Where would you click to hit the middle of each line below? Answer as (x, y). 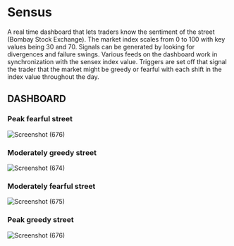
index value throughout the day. (54, 76)
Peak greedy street (41, 220)
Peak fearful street (40, 119)
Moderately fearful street (51, 186)
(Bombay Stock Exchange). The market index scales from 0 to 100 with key (116, 39)
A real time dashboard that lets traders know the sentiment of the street (111, 32)
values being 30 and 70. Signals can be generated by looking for (101, 47)
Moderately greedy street (52, 152)
